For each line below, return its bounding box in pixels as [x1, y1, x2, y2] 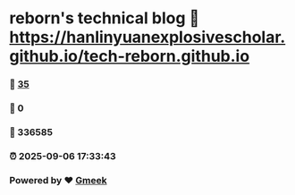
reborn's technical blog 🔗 [9, 8, 200, 29]
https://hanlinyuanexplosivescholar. [9, 27, 286, 47]
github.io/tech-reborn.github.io [9, 47, 250, 66]
